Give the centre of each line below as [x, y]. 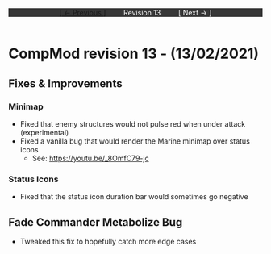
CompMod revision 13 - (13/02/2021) [134, 54]
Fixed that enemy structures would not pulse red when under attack [133, 123]
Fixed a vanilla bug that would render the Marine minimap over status [135, 141]
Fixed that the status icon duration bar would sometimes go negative [134, 197]
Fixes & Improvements [65, 83]
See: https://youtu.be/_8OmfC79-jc [90, 158]
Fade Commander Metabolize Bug [96, 222]
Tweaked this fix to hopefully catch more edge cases [108, 241]
